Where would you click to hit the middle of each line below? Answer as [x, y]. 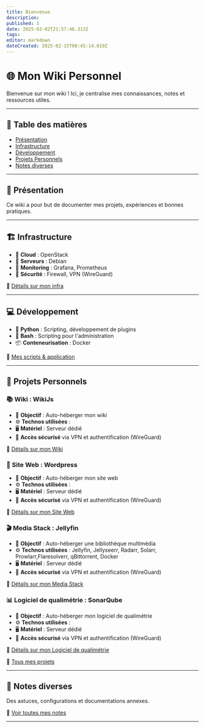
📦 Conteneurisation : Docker [53, 343]
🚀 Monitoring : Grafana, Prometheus [61, 268]
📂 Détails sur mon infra [35, 286]
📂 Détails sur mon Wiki [35, 449]
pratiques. [19, 212]
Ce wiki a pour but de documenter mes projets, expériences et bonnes [95, 205]
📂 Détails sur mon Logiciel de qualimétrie [58, 649]
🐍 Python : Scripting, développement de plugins [75, 329]
